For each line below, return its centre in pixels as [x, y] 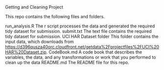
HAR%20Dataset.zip [26, 52]
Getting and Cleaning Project [34, 7]
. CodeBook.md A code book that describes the [94, 52]
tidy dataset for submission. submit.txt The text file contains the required [78, 31]
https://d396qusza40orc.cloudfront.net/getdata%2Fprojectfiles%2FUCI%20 [82, 47]
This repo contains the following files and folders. [55, 16]
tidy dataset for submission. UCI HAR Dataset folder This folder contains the [82, 36]
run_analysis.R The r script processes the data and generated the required [80, 26]
